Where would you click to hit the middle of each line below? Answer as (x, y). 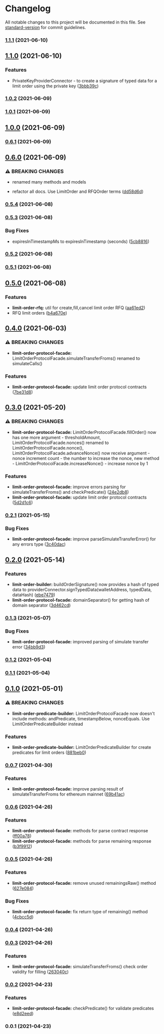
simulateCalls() (27, 363)
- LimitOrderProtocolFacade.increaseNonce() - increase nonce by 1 (80, 463)
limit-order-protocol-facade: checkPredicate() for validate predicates (83, 1008)
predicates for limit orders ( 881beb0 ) (49, 752)
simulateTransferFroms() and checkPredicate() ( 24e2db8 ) (70, 492)
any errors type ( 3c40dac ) (39, 544)
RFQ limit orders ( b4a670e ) (40, 313)
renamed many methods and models (49, 182)
